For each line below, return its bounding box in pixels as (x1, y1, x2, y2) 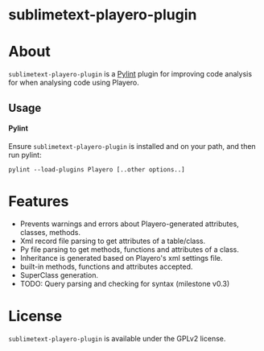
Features (8, 192, 69, 210)
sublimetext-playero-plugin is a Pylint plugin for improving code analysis (8, 69, 252, 79)
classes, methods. (19, 227, 81, 237)
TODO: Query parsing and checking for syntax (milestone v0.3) (19, 279, 230, 288)
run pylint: (8, 150, 42, 159)
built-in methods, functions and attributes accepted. (19, 262, 193, 271)
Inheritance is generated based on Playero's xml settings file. (19, 253, 223, 262)
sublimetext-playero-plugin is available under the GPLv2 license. (8, 333, 226, 343)
